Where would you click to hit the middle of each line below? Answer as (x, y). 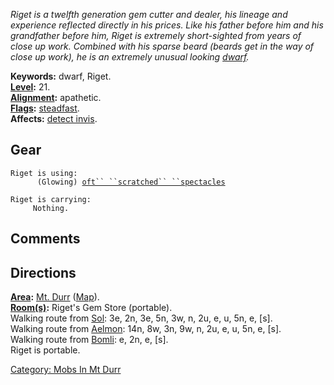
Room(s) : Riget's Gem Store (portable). (91, 308)
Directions (43, 272)
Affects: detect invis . (54, 118)
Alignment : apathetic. (56, 97)
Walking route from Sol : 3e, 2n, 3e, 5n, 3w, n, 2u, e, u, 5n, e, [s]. (141, 318)
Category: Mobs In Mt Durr (66, 370)
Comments (45, 239)
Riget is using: (44, 173)
